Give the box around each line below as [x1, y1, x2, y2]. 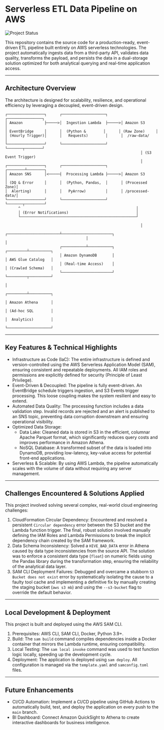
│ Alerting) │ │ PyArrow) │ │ [5, 189, 123, 193]
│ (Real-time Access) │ [59, 261, 115, 266]
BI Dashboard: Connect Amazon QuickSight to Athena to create [12, 714, 140, 720]
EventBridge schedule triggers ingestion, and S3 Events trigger [12, 387, 139, 393]
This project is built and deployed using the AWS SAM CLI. [5, 622, 123, 627]
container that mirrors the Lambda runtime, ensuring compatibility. [12, 641, 146, 647]
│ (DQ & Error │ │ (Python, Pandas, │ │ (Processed [5, 180, 147, 185]
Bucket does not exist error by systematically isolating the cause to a [12, 574, 154, 580]
